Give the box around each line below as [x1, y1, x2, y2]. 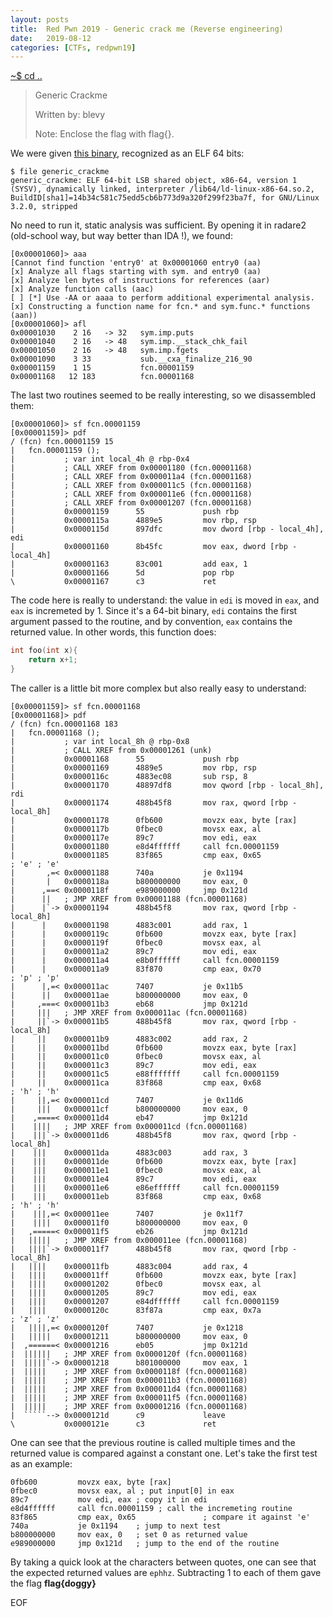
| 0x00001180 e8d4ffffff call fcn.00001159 [10, 841, 280, 851]
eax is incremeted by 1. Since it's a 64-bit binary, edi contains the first [10, 605, 298, 617]
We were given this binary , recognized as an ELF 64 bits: [10, 147, 245, 160]
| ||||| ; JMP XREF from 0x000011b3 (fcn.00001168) [10, 1375, 248, 1385]
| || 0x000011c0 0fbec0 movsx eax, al [10, 1051, 262, 1061]
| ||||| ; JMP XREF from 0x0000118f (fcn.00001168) [10, 1366, 248, 1376]
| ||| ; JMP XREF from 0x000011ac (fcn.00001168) [10, 1007, 248, 1018]
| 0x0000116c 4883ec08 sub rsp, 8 [10, 771, 248, 781]
